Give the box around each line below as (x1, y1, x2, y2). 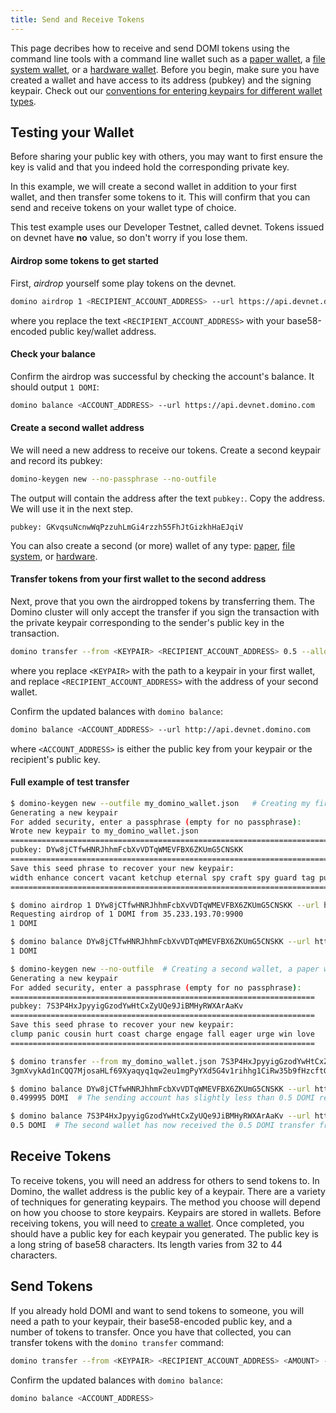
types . (10, 95, 37, 107)
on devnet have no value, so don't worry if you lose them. (10, 232, 248, 244)
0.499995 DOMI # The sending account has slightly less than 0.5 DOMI (10, 1093, 315, 1103)
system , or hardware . (10, 550, 98, 562)
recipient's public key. (10, 753, 101, 765)
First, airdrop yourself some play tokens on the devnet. (10, 277, 237, 289)
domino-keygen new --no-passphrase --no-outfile (10, 474, 217, 484)
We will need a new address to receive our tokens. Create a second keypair (10, 444, 322, 456)
